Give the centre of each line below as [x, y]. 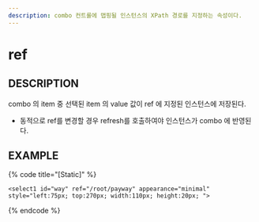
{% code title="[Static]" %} [53, 175]
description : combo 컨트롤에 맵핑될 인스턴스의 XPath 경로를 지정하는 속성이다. [125, 15]
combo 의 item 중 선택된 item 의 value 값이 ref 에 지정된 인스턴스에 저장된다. [127, 103]
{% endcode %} [34, 211]
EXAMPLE [34, 156]
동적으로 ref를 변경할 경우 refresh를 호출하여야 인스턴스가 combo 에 [125, 120]
